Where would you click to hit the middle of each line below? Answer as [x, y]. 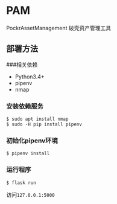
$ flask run [21, 183]
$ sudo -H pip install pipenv [44, 124]
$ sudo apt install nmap [37, 119]
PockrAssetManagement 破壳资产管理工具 [59, 28]
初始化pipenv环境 [32, 141]
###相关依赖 [22, 65]
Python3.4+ [30, 77]
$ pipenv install [28, 154]
